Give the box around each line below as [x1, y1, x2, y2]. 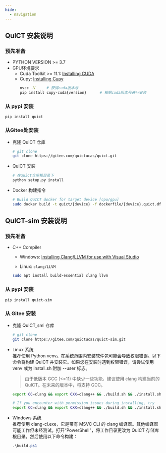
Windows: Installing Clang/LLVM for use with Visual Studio [19, 254, 139, 260]
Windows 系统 [12, 415, 42, 421]
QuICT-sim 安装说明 [5, 217, 67, 225]
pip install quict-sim [5, 297, 52, 303]
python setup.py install [12, 178, 64, 183]
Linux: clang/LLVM [19, 263, 56, 269]
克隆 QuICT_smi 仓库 [12, 322, 55, 328]
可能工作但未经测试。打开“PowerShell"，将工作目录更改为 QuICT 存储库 [12, 427, 160, 433]
